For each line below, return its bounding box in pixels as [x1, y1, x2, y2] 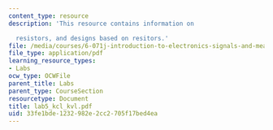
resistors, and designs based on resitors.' [15, 34, 169, 42]
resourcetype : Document [8, 94, 89, 102]
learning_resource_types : [8, 57, 96, 65]
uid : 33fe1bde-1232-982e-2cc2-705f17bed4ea [8, 110, 158, 118]
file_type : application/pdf [8, 50, 104, 58]
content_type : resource [8, 11, 89, 20]
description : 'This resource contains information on [8, 19, 195, 28]
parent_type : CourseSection [8, 87, 104, 95]
